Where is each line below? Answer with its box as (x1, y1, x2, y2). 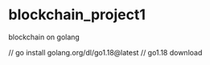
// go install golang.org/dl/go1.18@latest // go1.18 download (8, 47, 203, 57)
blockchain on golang (8, 32, 80, 42)
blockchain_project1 (8, 6, 146, 24)
